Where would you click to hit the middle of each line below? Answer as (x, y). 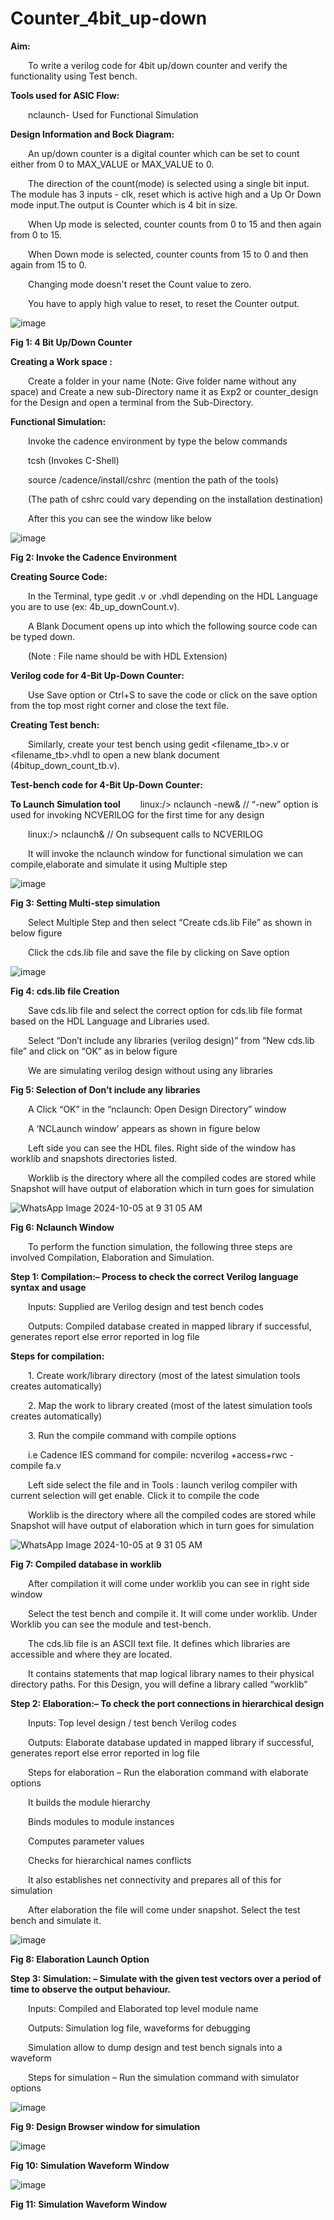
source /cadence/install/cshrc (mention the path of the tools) (153, 479)
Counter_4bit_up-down (109, 18)
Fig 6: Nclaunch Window (62, 1227)
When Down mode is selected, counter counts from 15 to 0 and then (168, 254)
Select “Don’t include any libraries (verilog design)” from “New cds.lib (171, 1040)
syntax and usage (48, 1287)
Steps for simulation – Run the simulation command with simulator (164, 2077)
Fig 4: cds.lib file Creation (65, 991)
